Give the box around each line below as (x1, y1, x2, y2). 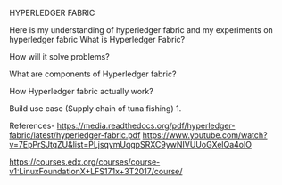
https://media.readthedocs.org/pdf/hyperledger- (56, 120, 236, 131)
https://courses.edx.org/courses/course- (9, 157, 161, 167)
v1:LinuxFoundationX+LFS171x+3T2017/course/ (9, 166, 183, 176)
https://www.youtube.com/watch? (142, 130, 268, 141)
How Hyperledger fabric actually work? (9, 86, 153, 96)
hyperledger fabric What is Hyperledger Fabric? (9, 35, 186, 44)
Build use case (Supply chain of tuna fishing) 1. (9, 103, 182, 114)
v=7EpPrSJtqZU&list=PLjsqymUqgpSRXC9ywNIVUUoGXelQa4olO (9, 140, 253, 149)
